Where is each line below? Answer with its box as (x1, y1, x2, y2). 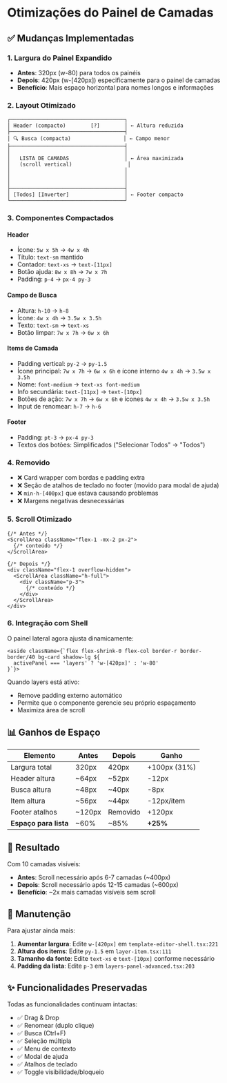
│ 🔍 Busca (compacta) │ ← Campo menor (7, 135, 170, 142)
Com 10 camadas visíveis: (7, 860, 81, 868)
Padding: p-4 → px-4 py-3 (17, 275, 91, 284)
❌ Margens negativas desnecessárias (17, 497, 125, 505)
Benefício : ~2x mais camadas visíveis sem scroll (17, 888, 157, 897)
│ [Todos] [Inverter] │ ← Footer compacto (7, 191, 184, 198)
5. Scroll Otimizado (7, 514, 72, 524)
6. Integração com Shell (7, 618, 88, 628)
